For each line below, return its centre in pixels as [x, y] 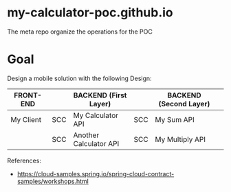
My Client [26, 119]
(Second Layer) [184, 104]
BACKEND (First [100, 95]
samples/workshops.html [53, 181]
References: [24, 160]
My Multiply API [180, 139]
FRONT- [28, 95]
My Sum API [175, 119]
